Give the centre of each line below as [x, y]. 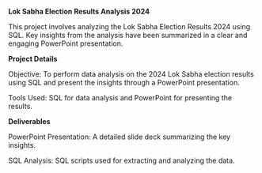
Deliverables [29, 121]
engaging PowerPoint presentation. [66, 43]
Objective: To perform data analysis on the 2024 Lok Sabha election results [131, 74]
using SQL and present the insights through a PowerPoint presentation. [124, 83]
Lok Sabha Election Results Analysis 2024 [79, 11]
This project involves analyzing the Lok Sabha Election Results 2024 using [129, 26]
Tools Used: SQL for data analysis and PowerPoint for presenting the [120, 98]
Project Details [33, 59]
